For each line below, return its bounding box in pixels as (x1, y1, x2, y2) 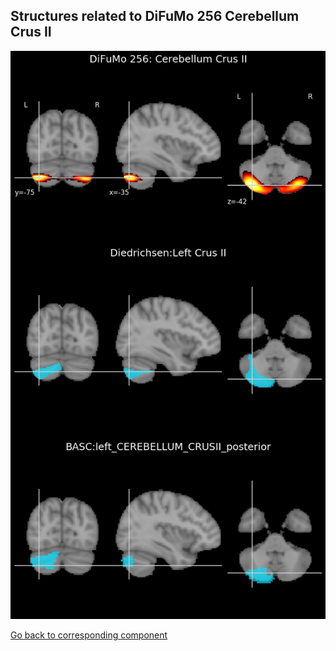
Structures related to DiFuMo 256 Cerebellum (10, 8, 300, 25)
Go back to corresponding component (10, 629, 168, 641)
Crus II (10, 24, 52, 41)
